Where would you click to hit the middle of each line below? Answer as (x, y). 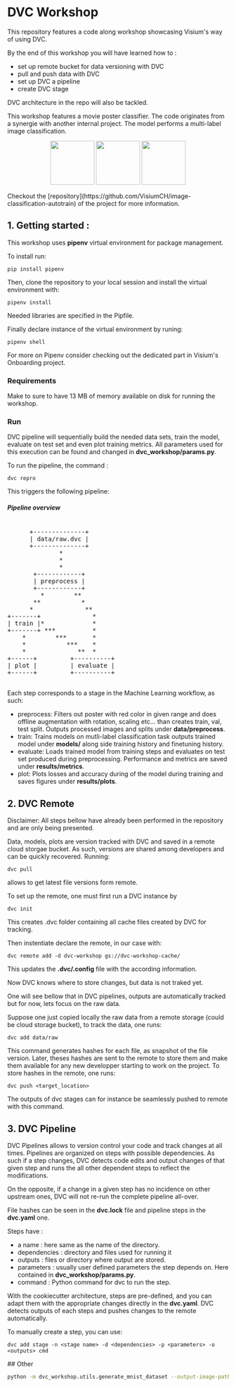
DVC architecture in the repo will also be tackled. (78, 102)
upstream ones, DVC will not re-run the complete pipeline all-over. (103, 1196)
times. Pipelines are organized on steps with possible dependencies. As (111, 1153)
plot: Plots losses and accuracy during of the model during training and (120, 774)
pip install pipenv (36, 269)
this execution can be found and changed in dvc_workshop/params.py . (112, 452)
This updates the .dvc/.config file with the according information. (102, 969)
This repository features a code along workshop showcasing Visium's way (115, 32)
